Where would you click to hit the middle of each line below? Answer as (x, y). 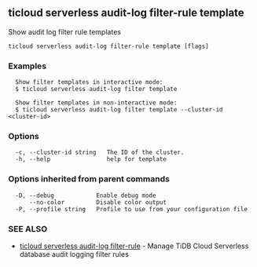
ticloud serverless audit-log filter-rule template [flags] (109, 46)
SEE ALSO (28, 229)
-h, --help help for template (91, 159)
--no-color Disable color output (98, 202)
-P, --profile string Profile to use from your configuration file (131, 209)
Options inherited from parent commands (89, 179)
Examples (28, 66)
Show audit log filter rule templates (65, 31)
